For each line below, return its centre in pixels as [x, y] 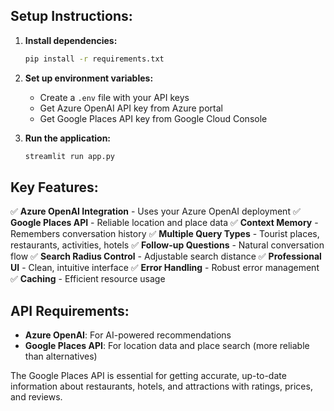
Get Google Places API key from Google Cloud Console [153, 118]
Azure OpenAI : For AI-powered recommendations [128, 335]
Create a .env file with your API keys [114, 97]
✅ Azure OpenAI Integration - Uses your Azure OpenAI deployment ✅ [155, 211]
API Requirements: [70, 310]
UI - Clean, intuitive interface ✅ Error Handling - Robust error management [165, 268]
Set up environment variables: [89, 78]
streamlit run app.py [69, 156]
